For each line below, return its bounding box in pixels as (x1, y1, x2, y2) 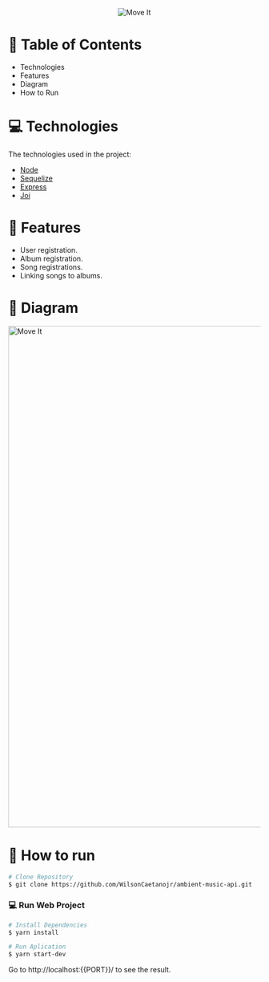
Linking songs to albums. (19, 270, 102, 280)
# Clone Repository (8, 873, 74, 881)
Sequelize (19, 173, 54, 183)
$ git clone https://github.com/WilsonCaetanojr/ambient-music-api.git (8, 880, 252, 888)
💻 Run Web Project (8, 899, 86, 911)
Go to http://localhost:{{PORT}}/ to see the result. (8, 965, 171, 975)
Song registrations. (19, 262, 83, 272)
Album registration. (19, 254, 83, 263)
